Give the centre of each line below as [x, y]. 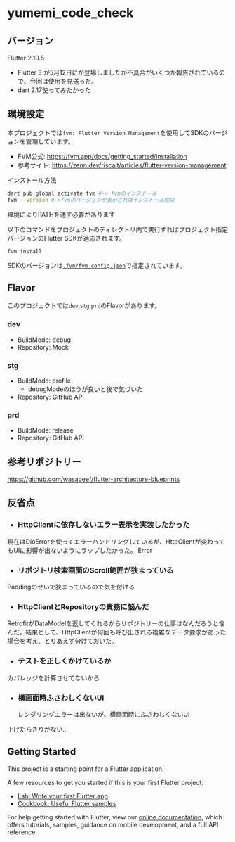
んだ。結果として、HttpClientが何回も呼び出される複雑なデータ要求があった [117, 632]
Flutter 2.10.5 [26, 58]
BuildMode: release [45, 430]
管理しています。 [50, 141]
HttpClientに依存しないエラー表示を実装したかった [104, 525]
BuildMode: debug [44, 340]
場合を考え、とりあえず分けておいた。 [62, 641]
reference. [22, 832]
